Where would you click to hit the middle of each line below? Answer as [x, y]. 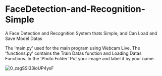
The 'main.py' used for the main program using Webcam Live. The [73, 48]
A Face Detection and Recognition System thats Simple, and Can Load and [81, 33]
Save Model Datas [24, 38]
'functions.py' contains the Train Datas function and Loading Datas [74, 53]
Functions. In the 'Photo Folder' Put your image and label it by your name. [80, 58]
